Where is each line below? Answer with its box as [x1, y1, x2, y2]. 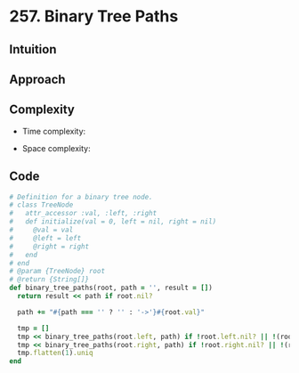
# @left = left [9, 233, 82, 242]
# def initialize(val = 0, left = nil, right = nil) [9, 217, 217, 226]
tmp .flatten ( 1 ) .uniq [17, 349, 93, 358]
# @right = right [9, 242, 90, 251]
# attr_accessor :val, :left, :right [9, 209, 158, 218]
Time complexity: [21, 126, 86, 136]
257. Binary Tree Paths [9, 6, 179, 27]
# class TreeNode [9, 200, 74, 210]
